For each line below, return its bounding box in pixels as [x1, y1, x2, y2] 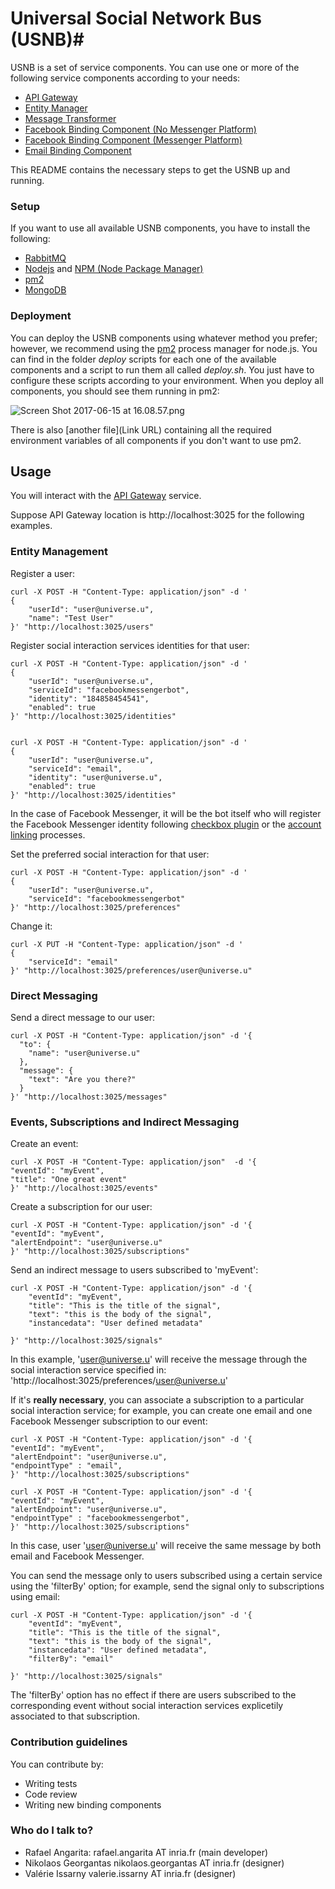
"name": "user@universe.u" [28, 1048, 141, 1058]
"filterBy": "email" [28, 1654, 114, 1664]
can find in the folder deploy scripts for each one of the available [10, 353, 277, 365]
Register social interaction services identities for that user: [10, 639, 250, 651]
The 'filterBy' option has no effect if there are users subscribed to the [10, 1689, 297, 1701]
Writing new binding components [24, 1798, 162, 1811]
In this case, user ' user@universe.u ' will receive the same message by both [10, 1540, 322, 1552]
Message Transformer [24, 112, 117, 124]
